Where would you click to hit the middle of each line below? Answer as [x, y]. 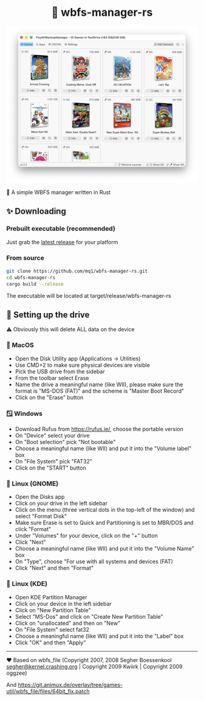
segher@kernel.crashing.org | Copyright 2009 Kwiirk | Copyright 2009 [95, 666]
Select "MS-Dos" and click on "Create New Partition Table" [89, 616]
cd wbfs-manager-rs [31, 277]
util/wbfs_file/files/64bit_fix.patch [48, 691]
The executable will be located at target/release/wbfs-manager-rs [89, 295]
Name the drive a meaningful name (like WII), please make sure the [99, 384]
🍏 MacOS [20, 345]
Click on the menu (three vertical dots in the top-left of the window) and [105, 510]
